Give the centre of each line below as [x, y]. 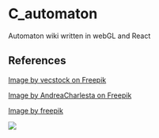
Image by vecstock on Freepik [57, 79]
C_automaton [53, 14]
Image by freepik [36, 110]
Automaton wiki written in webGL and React [79, 36]
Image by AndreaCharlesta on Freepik [70, 95]
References [37, 61]
